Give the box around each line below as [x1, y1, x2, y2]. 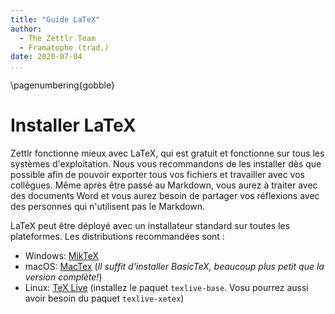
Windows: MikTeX [24, 250, 99, 262]
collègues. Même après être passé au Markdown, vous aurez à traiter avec [10, 179, 318, 191]
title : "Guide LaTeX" [10, 14, 101, 25]
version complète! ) [24, 271, 103, 283]
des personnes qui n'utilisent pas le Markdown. [10, 201, 206, 213]
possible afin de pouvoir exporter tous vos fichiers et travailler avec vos [10, 169, 305, 181]
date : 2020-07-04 [10, 52, 83, 62]
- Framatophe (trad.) [19, 42, 110, 53]
